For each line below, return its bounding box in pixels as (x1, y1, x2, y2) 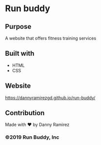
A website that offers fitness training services (5, 35, 97, 41)
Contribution (5, 109, 45, 117)
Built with (5, 49, 35, 58)
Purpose (5, 22, 32, 31)
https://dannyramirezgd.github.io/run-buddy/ (5, 95, 96, 101)
